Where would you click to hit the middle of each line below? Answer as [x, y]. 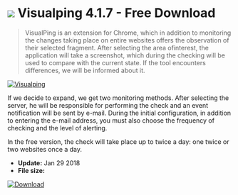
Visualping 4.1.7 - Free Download [117, 13]
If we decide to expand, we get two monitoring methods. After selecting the [118, 98]
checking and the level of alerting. [57, 128]
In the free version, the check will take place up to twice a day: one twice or [118, 141]
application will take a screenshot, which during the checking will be [125, 55]
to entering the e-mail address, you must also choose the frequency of [111, 120]
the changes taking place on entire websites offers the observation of [127, 40]
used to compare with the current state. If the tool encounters [115, 62]
